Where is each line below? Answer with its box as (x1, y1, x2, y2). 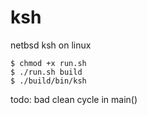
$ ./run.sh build (10, 67, 83, 77)
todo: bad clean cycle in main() (10, 93, 138, 105)
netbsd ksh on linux (10, 39, 92, 51)
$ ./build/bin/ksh (10, 76, 87, 86)
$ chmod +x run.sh (10, 58, 87, 68)
